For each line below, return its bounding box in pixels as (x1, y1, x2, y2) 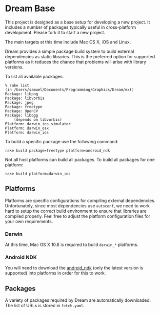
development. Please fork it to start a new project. (5, 29, 106, 35)
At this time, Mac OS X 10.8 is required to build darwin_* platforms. (5, 242, 139, 247)
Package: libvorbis (5, 96, 45, 101)
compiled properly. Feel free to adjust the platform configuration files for (5, 213, 150, 219)
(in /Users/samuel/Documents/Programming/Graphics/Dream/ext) (5, 87, 134, 92)
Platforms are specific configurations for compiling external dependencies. (5, 198, 156, 203)
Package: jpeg (5, 100, 34, 105)
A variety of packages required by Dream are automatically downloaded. (5, 297, 151, 303)
